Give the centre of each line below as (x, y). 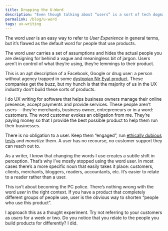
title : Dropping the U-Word (34, 10)
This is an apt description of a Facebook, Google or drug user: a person (79, 74)
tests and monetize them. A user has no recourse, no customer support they (84, 141)
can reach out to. (23, 146)
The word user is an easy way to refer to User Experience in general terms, (82, 38)
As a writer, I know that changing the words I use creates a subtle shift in (80, 156)
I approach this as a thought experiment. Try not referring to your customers (84, 212)
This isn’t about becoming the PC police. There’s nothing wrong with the (79, 187)
